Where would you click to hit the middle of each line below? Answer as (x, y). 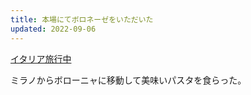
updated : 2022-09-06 (53, 29)
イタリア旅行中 (41, 58)
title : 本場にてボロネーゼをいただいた (82, 19)
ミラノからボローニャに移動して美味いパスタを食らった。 (128, 80)
